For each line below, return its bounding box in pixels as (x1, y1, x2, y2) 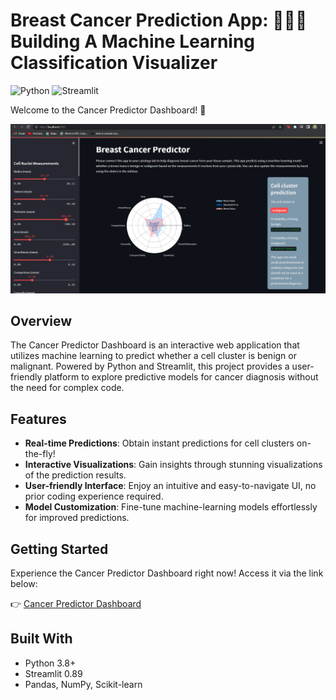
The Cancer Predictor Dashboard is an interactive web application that (10, 339, 300, 351)
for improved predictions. (24, 512, 130, 524)
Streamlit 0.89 (24, 667, 83, 679)
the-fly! (24, 448, 56, 460)
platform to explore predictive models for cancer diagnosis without (44, 371, 319, 383)
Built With (10, 630, 73, 648)
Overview (10, 313, 73, 330)
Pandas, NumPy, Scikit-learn (24, 678, 143, 690)
